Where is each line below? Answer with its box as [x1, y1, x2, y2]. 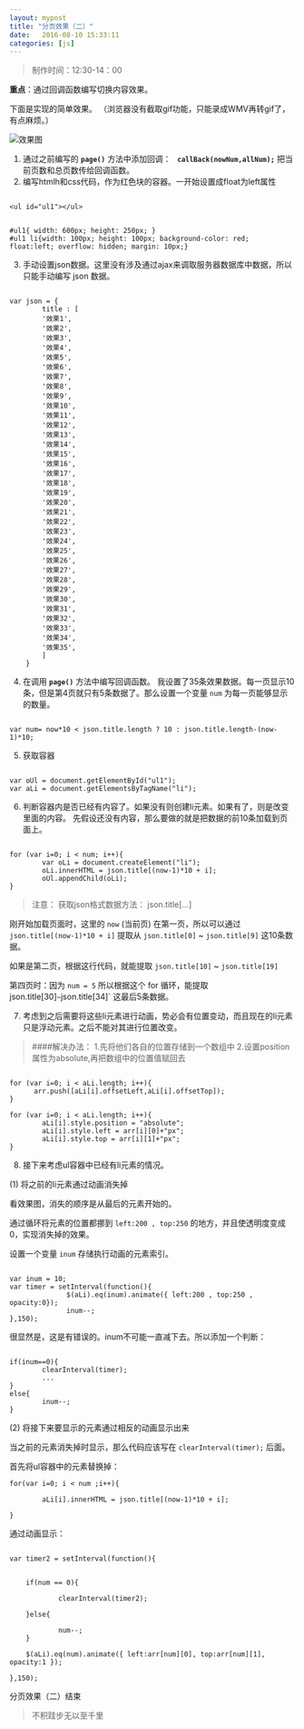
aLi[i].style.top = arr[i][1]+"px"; [42, 1135, 181, 1144]
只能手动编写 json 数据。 [22, 270, 115, 282]
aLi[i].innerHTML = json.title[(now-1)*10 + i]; [42, 1495, 230, 1504]
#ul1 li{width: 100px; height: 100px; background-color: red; [9, 234, 250, 244]
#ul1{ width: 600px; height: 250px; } [9, 227, 156, 236]
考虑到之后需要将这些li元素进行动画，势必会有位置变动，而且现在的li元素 [22, 1011, 293, 1022]
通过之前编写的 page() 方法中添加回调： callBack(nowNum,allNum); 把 [22, 154, 286, 165]
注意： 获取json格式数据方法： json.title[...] [31, 899, 192, 910]
